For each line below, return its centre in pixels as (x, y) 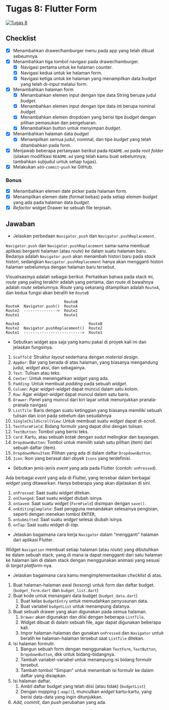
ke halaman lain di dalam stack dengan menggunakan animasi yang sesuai (83, 560)
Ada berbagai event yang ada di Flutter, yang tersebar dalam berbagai (78, 478)
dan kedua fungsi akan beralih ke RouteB (47, 293)
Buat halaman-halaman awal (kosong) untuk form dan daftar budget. (84, 585)
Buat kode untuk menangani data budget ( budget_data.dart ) (75, 596)
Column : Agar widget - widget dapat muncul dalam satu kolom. (76, 389)
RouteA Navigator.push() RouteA (42, 306)
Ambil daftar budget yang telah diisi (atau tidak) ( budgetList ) (83, 686)
